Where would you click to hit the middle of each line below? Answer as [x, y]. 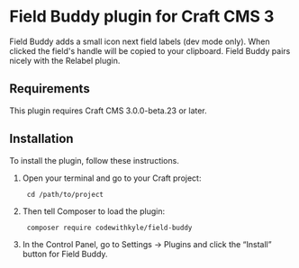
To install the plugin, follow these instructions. [95, 160]
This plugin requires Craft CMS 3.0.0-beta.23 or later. [108, 111]
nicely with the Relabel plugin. [65, 60]
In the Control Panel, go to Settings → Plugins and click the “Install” [147, 244]
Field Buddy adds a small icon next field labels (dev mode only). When [140, 41]
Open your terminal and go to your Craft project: [112, 178]
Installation [41, 139]
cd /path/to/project [65, 194]
